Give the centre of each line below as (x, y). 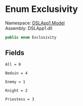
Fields (15, 53)
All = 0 (13, 64)
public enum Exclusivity (31, 37)
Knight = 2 (16, 91)
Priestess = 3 (20, 99)
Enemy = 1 (15, 82)
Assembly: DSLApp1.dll (29, 28)
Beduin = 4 (16, 73)
